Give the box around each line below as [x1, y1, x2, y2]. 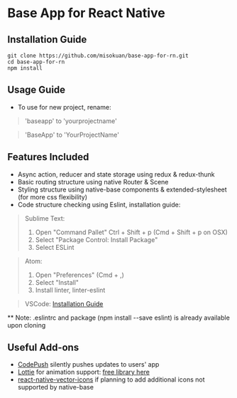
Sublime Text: [24, 214, 65, 222]
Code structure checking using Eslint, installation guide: [17, 200, 181, 209]
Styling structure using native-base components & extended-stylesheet [17, 185, 227, 194]
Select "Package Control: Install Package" [35, 235, 158, 243]
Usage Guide [7, 84, 66, 96]
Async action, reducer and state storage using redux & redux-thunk [17, 169, 215, 179]
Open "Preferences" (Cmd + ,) [35, 271, 124, 279]
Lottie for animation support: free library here [17, 368, 150, 377]
